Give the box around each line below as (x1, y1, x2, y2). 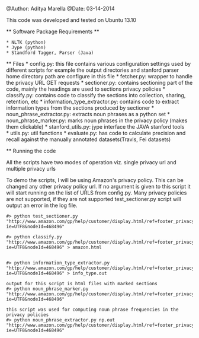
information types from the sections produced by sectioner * (6, 104, 155, 111)
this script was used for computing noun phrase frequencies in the (6, 307, 179, 313)
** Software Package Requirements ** (6, 28, 99, 35)
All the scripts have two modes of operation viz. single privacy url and (6, 159, 176, 165)
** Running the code (6, 148, 56, 154)
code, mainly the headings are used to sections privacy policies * (6, 85, 166, 93)
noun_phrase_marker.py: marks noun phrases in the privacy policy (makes (6, 117, 188, 124)
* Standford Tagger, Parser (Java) (6, 50, 94, 56)
